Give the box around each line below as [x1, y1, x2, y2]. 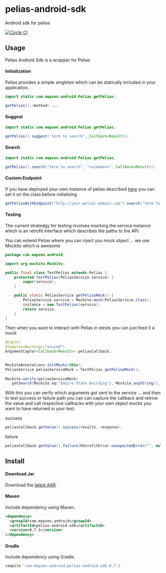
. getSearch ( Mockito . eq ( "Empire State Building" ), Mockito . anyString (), [9, 381, 161, 386]
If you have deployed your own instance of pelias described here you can [5, 186, 155, 192]
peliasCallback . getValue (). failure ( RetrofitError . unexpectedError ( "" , [5, 443, 154, 449]
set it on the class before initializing [5, 191, 78, 197]
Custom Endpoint [5, 175, 42, 181]
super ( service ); [23, 279, 56, 284]
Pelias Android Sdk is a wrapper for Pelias [5, 57, 90, 63]
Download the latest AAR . [5, 482, 57, 488]
